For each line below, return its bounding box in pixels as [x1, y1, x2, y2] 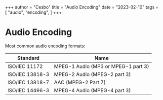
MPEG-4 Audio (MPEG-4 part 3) [54, 87, 131, 94]
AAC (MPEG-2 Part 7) [54, 79, 106, 86]
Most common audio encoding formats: [5, 43, 85, 49]
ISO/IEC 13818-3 [7, 71, 49, 78]
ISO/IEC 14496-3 [7, 87, 49, 94]
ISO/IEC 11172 [7, 63, 43, 69]
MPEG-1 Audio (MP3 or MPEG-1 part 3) [54, 63, 149, 69]
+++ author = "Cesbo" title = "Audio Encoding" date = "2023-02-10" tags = [5, 4, 159, 10]
